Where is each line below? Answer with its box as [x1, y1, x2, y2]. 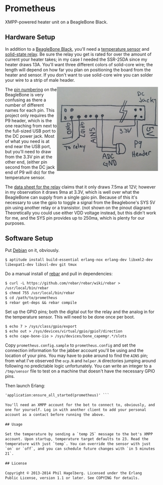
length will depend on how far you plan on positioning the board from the [5, 67, 151, 73]
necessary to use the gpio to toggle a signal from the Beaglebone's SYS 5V [5, 199, 156, 205]
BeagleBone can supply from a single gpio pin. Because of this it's [5, 194, 138, 200]
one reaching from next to [5, 123, 57, 129]
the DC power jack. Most [5, 133, 55, 139]
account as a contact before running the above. [5, 412, 105, 417]
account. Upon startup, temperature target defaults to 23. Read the [5, 436, 149, 441]
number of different [5, 102, 44, 108]
